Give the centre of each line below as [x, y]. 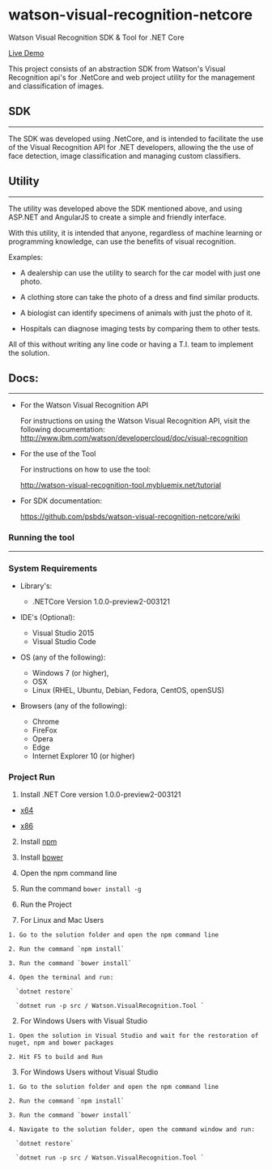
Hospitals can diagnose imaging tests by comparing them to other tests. [140, 328]
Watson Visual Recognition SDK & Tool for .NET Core [96, 37]
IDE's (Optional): [47, 617]
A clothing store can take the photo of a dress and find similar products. [140, 297]
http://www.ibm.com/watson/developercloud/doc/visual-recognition [134, 438]
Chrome [45, 721]
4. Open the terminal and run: [61, 978]
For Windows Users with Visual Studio [84, 1021]
